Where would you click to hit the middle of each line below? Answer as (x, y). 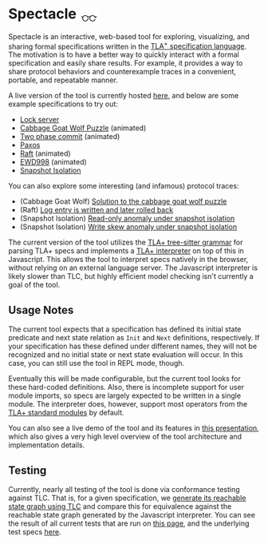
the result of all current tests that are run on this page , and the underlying (129, 523)
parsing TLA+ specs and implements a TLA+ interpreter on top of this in (126, 251)
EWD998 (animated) (53, 162)
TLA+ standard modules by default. (67, 413)
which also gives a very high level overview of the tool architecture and (125, 437)
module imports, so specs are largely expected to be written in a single (125, 395)
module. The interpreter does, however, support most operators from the (128, 404)
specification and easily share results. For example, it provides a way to (126, 63)
